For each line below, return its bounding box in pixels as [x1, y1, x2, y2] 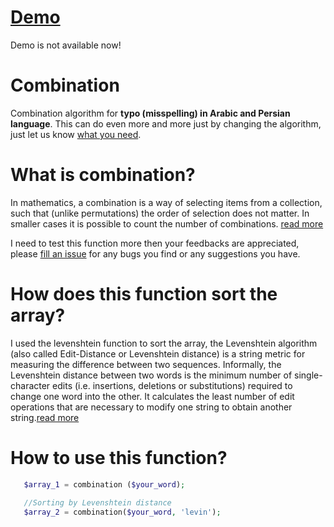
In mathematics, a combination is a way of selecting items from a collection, [10, 196, 323, 208]
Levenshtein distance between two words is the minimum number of [10, 369, 293, 381]
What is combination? [10, 164, 196, 186]
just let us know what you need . [10, 128, 142, 140]
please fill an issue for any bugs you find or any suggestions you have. [10, 247, 301, 260]
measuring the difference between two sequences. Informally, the [10, 358, 282, 370]
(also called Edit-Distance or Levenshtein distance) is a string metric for [10, 347, 306, 360]
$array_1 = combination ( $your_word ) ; [23, 479, 186, 490]
